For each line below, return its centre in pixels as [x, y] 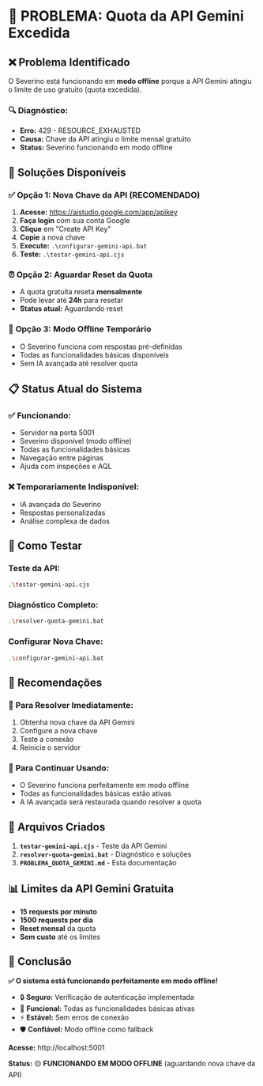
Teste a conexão [47, 740]
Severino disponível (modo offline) [75, 441]
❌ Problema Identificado [69, 62]
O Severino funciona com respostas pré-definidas [101, 346]
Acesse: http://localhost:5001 [56, 1047]
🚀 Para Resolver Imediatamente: [71, 705]
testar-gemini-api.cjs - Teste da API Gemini [93, 846]
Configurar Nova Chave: [56, 641]
